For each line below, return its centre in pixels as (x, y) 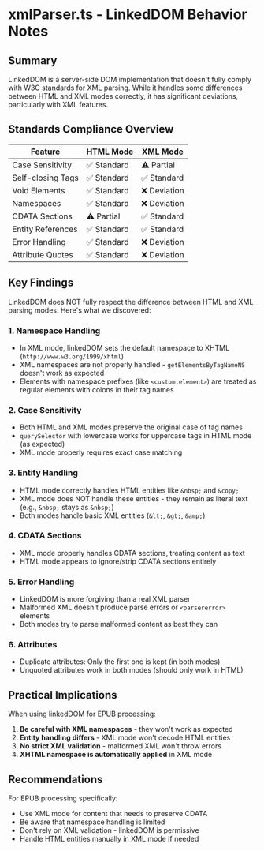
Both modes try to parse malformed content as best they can (119, 624)
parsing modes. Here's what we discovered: (80, 310)
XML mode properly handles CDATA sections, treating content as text (132, 553)
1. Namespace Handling (54, 331)
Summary (33, 60)
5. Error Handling (41, 582)
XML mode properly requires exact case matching (101, 452)
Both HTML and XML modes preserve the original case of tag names (131, 427)
